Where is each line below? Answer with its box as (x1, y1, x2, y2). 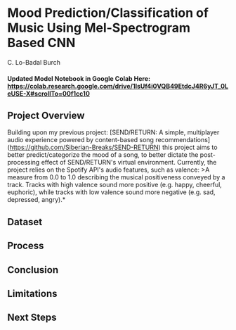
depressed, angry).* (7, 196, 66, 204)
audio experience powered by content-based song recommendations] (7, 136, 211, 144)
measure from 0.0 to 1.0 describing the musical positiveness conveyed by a (7, 173, 225, 182)
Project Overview (7, 109, 85, 121)
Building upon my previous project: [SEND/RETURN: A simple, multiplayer (7, 128, 220, 137)
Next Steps (7, 312, 57, 324)
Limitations (7, 287, 58, 300)
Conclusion (7, 264, 59, 276)
